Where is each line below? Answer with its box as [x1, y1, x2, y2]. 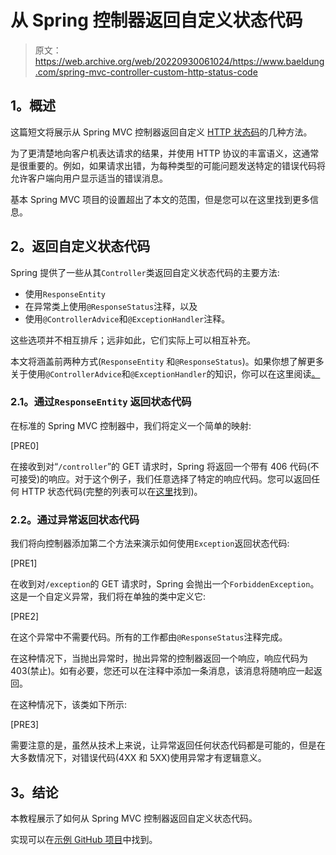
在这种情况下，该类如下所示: [10, 699, 128, 711]
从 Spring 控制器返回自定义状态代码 [10, 9, 303, 32]
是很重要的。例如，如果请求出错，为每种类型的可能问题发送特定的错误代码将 [10, 159, 326, 171]
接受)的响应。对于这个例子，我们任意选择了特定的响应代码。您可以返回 [18, 472, 312, 485]
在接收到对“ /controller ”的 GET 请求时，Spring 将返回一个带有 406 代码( [10, 460, 311, 472]
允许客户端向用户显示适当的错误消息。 [10, 172, 168, 184]
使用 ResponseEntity [24, 287, 107, 300]
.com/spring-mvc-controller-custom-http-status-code [34, 66, 258, 78]
